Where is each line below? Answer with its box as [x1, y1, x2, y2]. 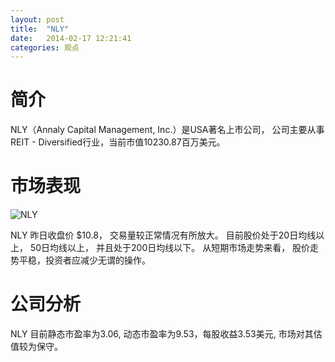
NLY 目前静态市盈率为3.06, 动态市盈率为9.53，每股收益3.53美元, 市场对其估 [10, 328, 323, 340]
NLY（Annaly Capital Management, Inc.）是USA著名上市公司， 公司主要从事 [10, 124, 325, 136]
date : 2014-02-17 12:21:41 [10, 33, 132, 43]
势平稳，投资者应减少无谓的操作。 [10, 254, 151, 266]
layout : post [10, 14, 65, 25]
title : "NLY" [10, 24, 70, 34]
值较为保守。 [10, 341, 63, 353]
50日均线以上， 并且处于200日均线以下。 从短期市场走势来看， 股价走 [29, 242, 320, 254]
